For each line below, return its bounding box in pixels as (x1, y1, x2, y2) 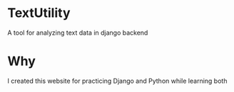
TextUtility (7, 5, 71, 21)
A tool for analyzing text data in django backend (7, 28, 148, 37)
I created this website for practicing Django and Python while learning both (7, 76, 228, 85)
